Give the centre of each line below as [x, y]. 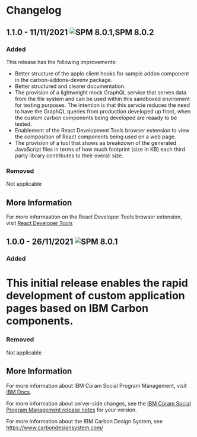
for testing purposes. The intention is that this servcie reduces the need [102, 105]
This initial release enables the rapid [97, 283]
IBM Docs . [19, 392]
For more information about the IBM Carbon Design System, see [85, 421]
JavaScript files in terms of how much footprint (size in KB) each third [100, 149]
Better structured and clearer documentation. [70, 86]
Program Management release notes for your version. [72, 410]
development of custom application [96, 296]
